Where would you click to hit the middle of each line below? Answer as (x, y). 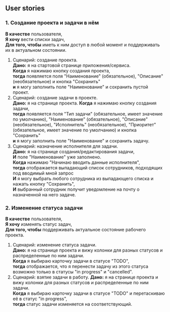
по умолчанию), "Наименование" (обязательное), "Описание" (80, 119)
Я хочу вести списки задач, (35, 39)
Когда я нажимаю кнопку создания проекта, (61, 71)
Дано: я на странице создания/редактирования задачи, (74, 151)
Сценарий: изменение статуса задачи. (54, 245)
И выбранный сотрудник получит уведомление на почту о (76, 189)
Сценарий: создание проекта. (45, 60)
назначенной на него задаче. (44, 194)
